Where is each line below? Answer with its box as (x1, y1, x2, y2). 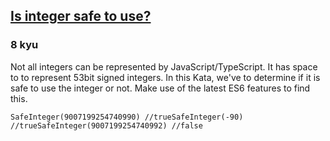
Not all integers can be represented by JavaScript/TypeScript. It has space (10, 60, 318, 73)
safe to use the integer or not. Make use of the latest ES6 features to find (10, 82, 311, 94)
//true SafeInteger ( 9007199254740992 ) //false (10, 120, 203, 131)
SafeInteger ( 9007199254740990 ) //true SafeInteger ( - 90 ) (10, 112, 244, 122)
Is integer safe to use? (10, 8, 152, 25)
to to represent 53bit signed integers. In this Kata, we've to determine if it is (10, 71, 321, 83)
